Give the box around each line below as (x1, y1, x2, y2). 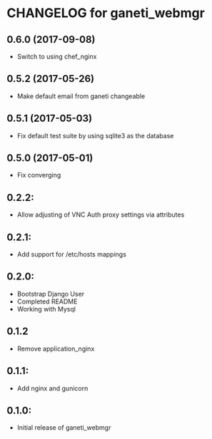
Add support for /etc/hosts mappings (16, 250, 126, 259)
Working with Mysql (16, 304, 76, 313)
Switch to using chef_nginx (16, 52, 97, 61)
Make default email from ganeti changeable (16, 91, 146, 100)
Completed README (16, 297, 78, 306)
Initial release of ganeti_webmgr (16, 423, 111, 432)
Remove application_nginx (16, 344, 95, 353)
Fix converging (16, 171, 61, 180)
